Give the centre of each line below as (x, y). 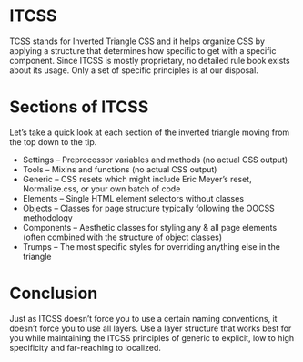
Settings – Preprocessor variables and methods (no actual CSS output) (155, 160)
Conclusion (54, 294)
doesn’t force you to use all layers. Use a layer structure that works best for (151, 328)
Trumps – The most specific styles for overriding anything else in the (151, 246)
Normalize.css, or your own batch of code (101, 189)
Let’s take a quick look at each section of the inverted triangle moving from (150, 132)
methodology (47, 217)
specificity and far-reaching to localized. (86, 347)
